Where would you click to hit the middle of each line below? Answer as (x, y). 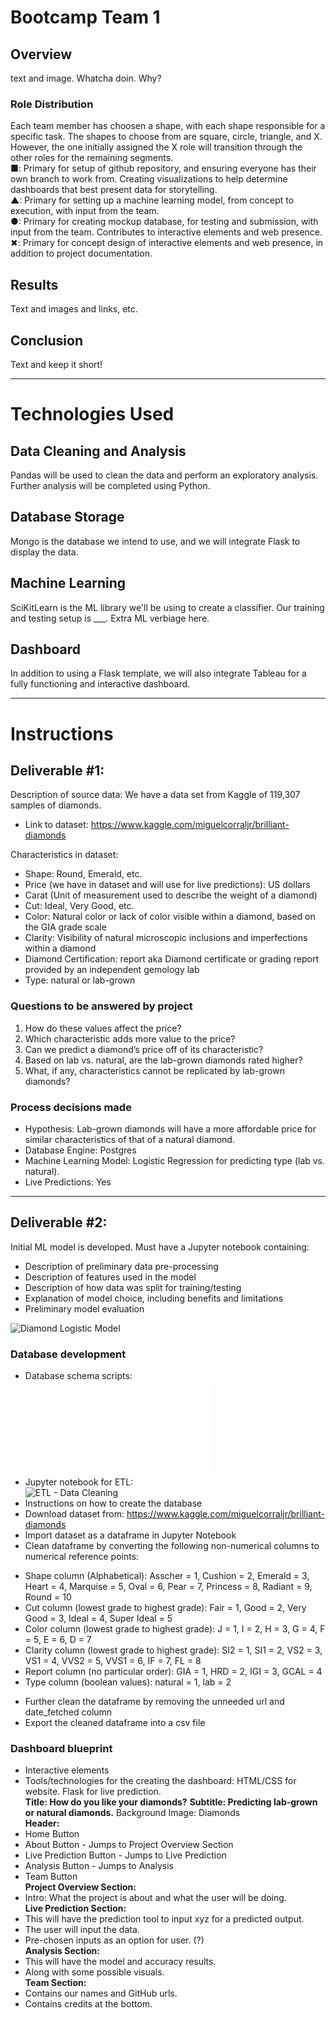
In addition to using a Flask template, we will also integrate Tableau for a (158, 673)
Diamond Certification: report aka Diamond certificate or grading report (171, 959)
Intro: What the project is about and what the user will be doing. (155, 1898)
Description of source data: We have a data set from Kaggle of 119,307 (155, 795)
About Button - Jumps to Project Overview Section (129, 1845)
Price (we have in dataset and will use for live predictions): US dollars (167, 885)
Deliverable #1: (57, 770)
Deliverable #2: (59, 1222)
